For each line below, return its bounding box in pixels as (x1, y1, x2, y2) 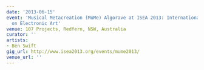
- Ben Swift (6, 43, 36, 49)
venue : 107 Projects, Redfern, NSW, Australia (6, 26, 126, 32)
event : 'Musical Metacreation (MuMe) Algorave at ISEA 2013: (6, 15, 165, 21)
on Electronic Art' (12, 20, 61, 26)
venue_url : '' (6, 54, 42, 60)
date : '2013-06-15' (6, 9, 56, 15)
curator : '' (6, 32, 36, 38)
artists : (6, 37, 29, 43)
